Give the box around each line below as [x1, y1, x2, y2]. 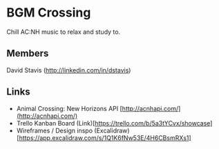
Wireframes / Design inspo [16, 126, 93, 135]
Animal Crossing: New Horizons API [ [16, 104, 122, 112]
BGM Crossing [6, 5, 91, 21]
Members [6, 48, 49, 59]
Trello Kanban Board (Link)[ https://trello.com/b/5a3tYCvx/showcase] [16, 119, 213, 127]
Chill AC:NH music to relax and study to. [6, 28, 121, 36]
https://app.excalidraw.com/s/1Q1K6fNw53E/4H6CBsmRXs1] [19, 133, 191, 142]
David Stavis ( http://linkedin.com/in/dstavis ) [6, 66, 131, 74]
